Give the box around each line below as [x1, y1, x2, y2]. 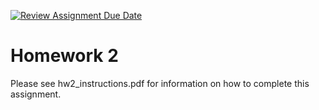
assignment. [10, 88, 62, 100]
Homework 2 [10, 45, 119, 67]
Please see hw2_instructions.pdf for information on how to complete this [10, 77, 310, 89]
